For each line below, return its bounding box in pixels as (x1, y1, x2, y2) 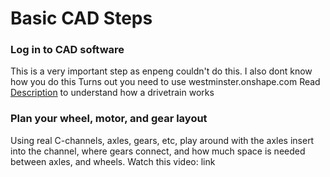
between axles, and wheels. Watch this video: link (10, 155, 216, 167)
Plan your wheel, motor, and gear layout (10, 112, 208, 126)
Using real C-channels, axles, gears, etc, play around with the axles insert (10, 134, 315, 146)
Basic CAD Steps (10, 7, 153, 30)
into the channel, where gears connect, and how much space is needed (10, 145, 306, 157)
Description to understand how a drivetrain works (10, 87, 215, 99)
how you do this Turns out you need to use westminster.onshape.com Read (10, 76, 321, 88)
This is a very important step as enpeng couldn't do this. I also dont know (10, 65, 313, 77)
